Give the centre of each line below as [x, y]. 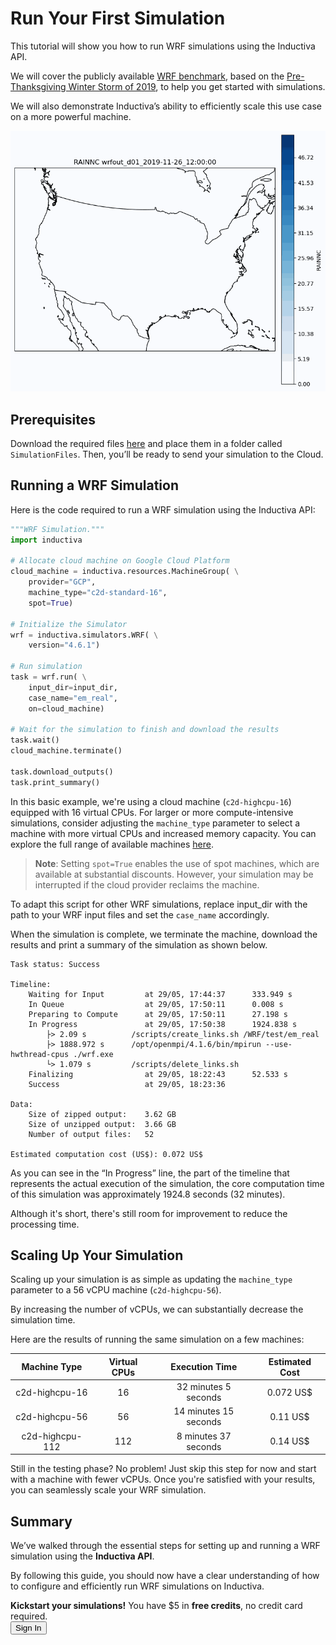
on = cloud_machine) [66, 708]
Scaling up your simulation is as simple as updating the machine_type [151, 1279]
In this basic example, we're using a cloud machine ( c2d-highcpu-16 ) [151, 801]
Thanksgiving [38, 86]
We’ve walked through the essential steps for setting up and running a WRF [165, 1545]
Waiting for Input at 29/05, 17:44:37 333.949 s [160, 994]
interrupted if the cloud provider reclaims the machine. [147, 884]
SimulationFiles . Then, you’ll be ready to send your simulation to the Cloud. [167, 454]
